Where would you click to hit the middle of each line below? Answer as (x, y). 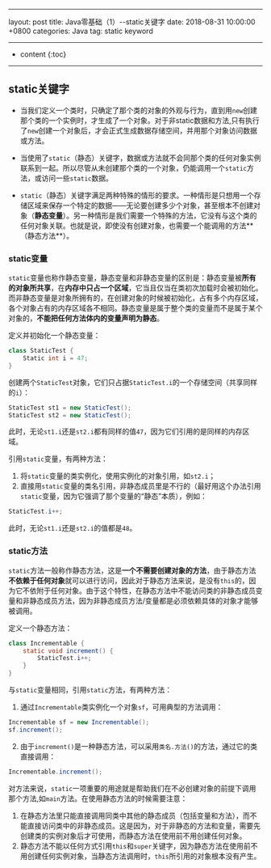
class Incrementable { (46, 643)
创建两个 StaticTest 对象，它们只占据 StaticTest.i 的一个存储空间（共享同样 (133, 382)
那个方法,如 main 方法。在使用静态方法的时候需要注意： (98, 798)
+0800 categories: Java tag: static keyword (81, 31)
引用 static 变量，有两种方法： (58, 459)
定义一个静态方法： (40, 628)
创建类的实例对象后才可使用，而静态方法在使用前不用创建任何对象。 (133, 836)
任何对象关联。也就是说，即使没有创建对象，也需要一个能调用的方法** (137, 225)
